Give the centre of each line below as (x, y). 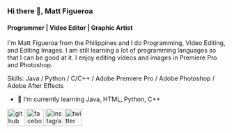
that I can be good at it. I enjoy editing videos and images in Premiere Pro (112, 57)
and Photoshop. (30, 65)
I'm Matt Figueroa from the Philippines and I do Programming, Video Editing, (116, 43)
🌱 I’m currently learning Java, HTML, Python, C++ (89, 99)
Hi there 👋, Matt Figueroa (50, 11)
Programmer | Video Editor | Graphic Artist (70, 28)
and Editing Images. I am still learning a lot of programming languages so (112, 51)
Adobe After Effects (36, 86)
